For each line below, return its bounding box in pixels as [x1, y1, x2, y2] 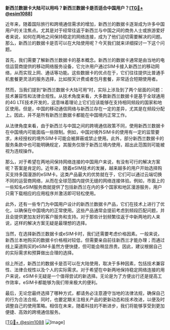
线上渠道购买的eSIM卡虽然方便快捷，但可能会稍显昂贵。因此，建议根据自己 [5, 244, 162, 249]
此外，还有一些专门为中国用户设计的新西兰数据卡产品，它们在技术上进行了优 [5, 201, 165, 207]
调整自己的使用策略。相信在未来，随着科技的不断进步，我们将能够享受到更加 [5, 303, 165, 309]
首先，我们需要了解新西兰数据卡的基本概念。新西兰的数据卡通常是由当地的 [5, 57, 160, 63]
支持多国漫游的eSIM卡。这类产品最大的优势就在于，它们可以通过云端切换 [9, 171, 162, 177]
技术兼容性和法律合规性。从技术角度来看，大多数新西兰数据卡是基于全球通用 [5, 93, 165, 99]
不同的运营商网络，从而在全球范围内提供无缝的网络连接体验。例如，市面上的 [5, 178, 165, 183]
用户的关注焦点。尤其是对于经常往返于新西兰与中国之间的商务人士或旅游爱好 [5, 27, 165, 33]
